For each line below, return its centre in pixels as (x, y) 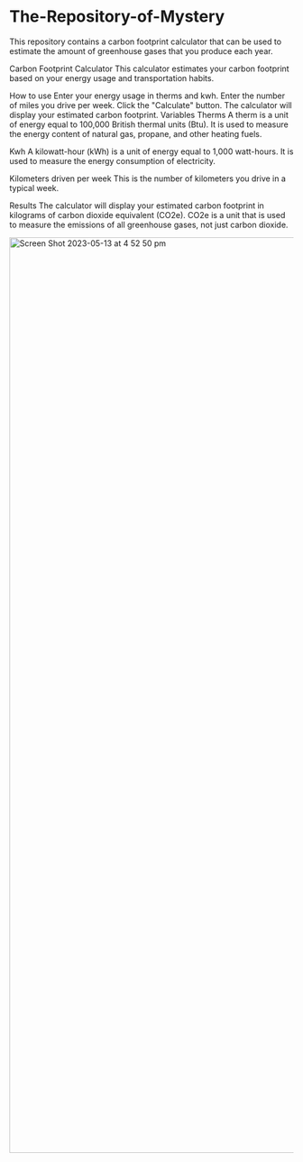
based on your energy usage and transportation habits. (112, 78)
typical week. (34, 188)
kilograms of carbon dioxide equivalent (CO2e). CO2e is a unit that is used (147, 215)
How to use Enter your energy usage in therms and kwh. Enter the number (147, 96)
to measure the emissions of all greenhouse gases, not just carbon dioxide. (149, 224)
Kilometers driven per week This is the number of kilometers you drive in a (148, 178)
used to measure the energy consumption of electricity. (113, 160)
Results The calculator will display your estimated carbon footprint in (137, 206)
